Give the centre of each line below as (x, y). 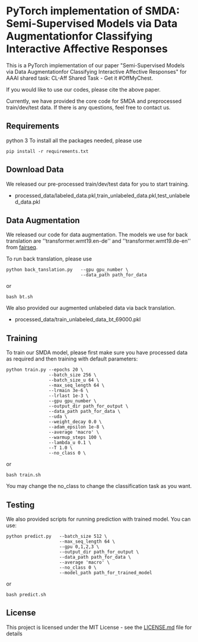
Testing (20, 505)
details (14, 633)
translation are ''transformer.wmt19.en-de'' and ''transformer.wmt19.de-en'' (98, 241)
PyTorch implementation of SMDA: (93, 11)
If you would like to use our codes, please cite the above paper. (84, 89)
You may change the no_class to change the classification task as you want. (99, 486)
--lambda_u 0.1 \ (70, 443)
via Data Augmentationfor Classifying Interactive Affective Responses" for (96, 71)
